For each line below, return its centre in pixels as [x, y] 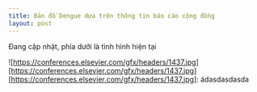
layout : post [30, 23]
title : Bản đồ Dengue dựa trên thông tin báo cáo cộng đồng [112, 16]
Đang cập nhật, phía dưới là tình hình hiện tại [82, 46]
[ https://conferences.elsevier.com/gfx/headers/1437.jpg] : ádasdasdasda [128, 79]
